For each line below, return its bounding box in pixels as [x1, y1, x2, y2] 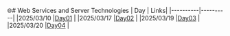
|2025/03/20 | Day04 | [7, 21, 70, 29]
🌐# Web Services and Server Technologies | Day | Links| [7, 7, 168, 14]
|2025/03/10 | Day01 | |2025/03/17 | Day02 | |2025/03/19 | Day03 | [16, 14, 200, 22]
